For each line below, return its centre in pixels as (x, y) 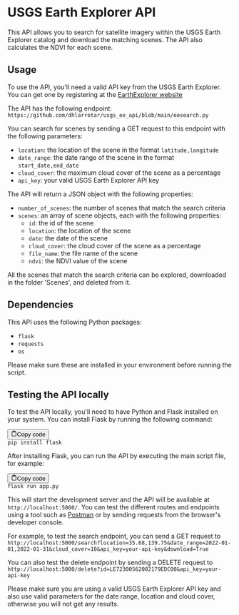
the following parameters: (45, 136)
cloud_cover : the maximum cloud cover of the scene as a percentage (119, 173)
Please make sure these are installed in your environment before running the (119, 365)
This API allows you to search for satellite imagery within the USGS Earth (114, 32)
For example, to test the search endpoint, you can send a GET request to (114, 537)
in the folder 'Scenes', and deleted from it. (69, 282)
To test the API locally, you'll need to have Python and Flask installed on (113, 412)
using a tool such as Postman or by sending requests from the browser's (114, 515)
